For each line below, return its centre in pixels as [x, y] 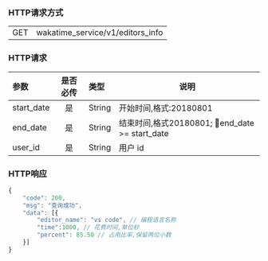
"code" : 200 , [44, 198]
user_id [26, 147]
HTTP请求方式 [36, 12]
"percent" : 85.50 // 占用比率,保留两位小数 [104, 235]
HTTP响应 [28, 173]
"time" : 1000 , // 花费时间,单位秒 [88, 228]
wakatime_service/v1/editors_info [99, 33]
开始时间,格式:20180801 [166, 107]
